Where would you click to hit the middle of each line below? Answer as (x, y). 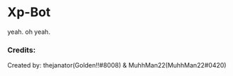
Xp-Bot (29, 12)
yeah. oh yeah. (29, 32)
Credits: (22, 50)
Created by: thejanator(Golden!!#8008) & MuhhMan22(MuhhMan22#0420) (117, 65)
